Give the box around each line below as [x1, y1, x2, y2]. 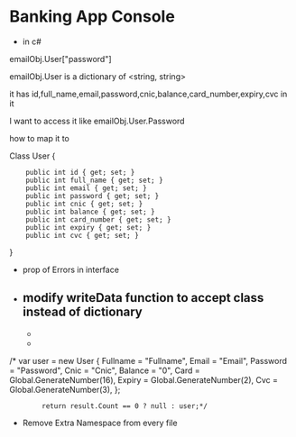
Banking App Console [9, 6, 176, 27]
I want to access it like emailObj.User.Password [9, 115, 185, 126]
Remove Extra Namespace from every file [22, 417, 178, 428]
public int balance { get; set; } [25, 207, 155, 216]
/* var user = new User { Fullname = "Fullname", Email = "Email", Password [9, 355, 287, 366]
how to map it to [9, 132, 69, 143]
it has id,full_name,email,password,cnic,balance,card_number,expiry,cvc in [9, 88, 288, 99]
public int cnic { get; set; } [25, 199, 143, 208]
